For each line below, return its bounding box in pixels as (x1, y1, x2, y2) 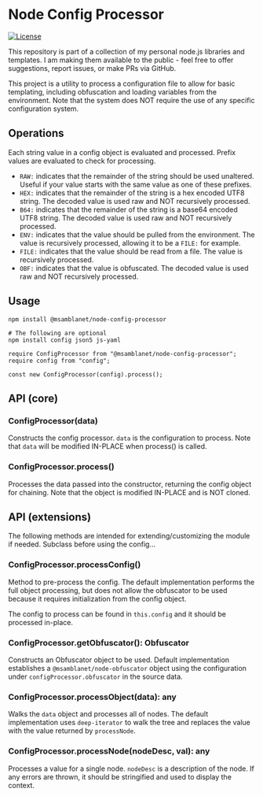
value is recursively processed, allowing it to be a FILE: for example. (19, 238, 241, 247)
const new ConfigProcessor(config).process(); (8, 370, 163, 379)
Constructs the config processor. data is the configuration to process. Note (8, 433, 251, 442)
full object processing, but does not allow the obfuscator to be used (8, 585, 228, 595)
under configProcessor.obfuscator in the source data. (8, 672, 183, 681)
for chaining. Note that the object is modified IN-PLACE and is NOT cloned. (8, 487, 251, 497)
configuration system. (8, 104, 79, 113)
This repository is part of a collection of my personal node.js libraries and (8, 46, 245, 56)
